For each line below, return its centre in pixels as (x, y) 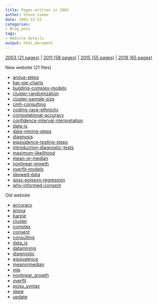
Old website (18, 195)
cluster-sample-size (33, 99)
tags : (11, 34)
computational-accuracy (38, 115)
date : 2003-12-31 (24, 19)
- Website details (25, 39)
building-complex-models (39, 88)
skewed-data (26, 174)
